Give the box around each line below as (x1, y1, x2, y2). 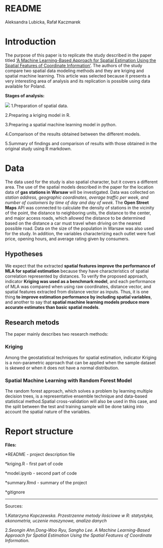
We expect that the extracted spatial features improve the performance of (5, 263, 156, 268)
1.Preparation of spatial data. (11, 103, 68, 109)
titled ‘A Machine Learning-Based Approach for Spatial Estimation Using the (5, 57, 156, 63)
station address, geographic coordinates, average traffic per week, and (5, 194, 149, 200)
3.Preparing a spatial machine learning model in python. (5, 121, 117, 127)
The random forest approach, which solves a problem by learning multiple (5, 388, 153, 394)
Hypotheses (5, 250, 43, 258)
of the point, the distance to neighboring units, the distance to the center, (5, 210, 151, 216)
